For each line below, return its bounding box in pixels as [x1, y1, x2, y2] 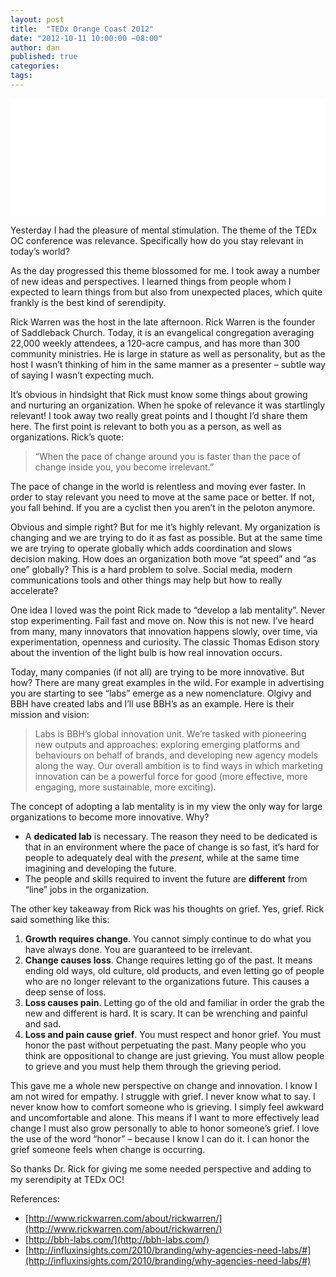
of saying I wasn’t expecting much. [10, 369, 155, 381]
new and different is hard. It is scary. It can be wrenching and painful [24, 1007, 308, 1019]
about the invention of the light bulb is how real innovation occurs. [10, 646, 283, 658]
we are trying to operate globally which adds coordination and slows [10, 542, 293, 554]
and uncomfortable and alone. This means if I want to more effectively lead [10, 1111, 320, 1123]
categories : [10, 61, 60, 71]
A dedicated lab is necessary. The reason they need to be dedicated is [24, 830, 318, 842]
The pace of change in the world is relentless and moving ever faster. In [10, 480, 306, 492]
